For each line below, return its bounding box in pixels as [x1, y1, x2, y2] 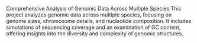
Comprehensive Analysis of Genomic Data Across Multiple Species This [6, 5, 182, 12]
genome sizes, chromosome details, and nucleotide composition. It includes [6, 18, 192, 24]
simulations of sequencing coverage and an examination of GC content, [6, 24, 181, 31]
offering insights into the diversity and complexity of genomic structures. [6, 30, 183, 37]
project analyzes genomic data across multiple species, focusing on [6, 11, 172, 18]
